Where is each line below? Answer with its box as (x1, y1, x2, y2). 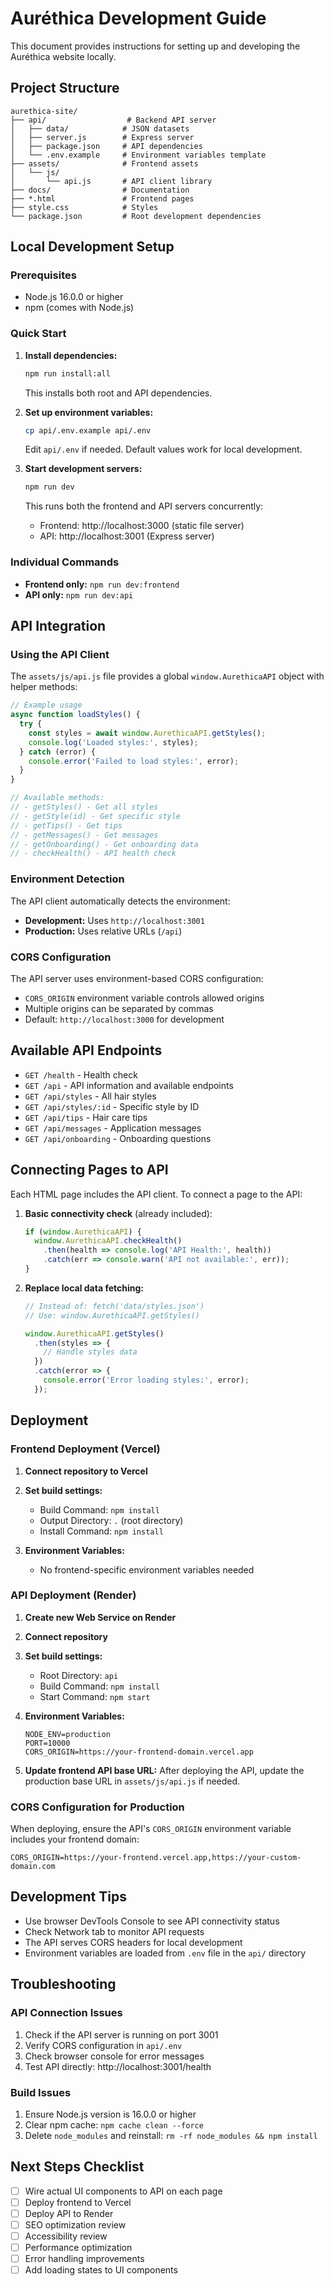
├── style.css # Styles (10, 202, 159, 212)
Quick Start (10, 327, 67, 341)
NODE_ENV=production (24, 1729, 111, 1739)
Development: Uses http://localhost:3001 (24, 914, 205, 926)
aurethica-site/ (10, 106, 78, 116)
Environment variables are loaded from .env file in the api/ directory (24, 1947, 307, 1959)
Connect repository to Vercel (24, 1465, 148, 1477)
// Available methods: (10, 793, 105, 803)
